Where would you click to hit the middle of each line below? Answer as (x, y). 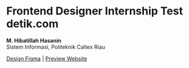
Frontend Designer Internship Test (95, 11)
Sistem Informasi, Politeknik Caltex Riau (56, 47)
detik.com (33, 24)
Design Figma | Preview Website (47, 58)
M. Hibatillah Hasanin (34, 40)
